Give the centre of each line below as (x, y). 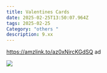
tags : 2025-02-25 (28, 23)
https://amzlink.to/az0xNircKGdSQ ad (54, 52)
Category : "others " (33, 29)
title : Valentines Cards (38, 12)
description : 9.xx (30, 35)
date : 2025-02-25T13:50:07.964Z (47, 18)
